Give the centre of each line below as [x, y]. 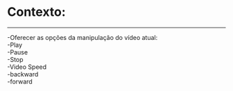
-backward [23, 74]
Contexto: [36, 12]
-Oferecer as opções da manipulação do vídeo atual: [83, 37]
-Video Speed [27, 67]
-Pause [18, 52]
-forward [20, 81]
